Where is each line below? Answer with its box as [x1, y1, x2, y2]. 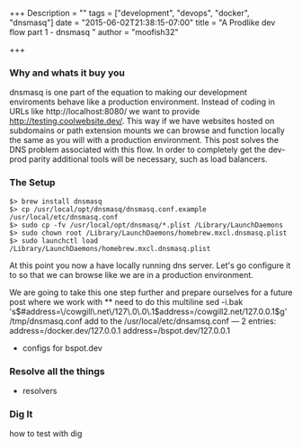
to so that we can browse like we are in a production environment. [9, 269, 253, 280]
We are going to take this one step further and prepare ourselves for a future [9, 287, 293, 298]
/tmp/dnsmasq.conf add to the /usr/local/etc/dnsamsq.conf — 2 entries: [9, 315, 277, 327]
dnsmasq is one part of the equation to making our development [9, 87, 247, 98]
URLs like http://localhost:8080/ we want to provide [9, 106, 200, 117]
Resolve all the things [9, 364, 105, 377]
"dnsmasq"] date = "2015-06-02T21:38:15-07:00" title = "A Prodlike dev [9, 17, 276, 28]
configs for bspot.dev [22, 342, 103, 354]
